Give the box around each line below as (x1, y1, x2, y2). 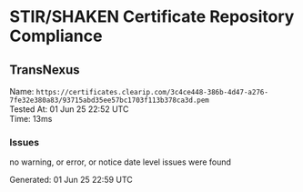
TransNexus (9, 62, 80, 77)
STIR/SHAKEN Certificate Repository (9, 6, 295, 27)
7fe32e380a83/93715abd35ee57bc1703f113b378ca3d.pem (9, 96, 209, 105)
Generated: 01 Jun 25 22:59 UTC (9, 175, 134, 186)
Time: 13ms (9, 114, 53, 124)
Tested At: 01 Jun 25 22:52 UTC (9, 104, 129, 115)
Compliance (9, 25, 103, 46)
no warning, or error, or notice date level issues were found (9, 157, 232, 167)
